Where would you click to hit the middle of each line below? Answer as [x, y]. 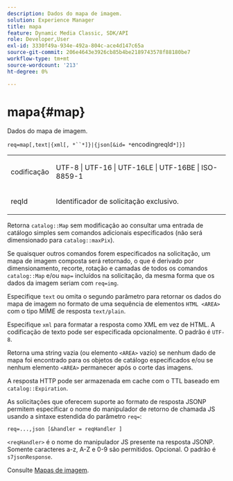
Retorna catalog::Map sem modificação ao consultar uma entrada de [105, 225]
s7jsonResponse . [30, 457]
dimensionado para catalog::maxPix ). [61, 240]
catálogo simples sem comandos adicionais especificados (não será [105, 233]
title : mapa [24, 26]
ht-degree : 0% [28, 71]
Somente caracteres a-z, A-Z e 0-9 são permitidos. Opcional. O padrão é [112, 449]
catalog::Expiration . [38, 388]
